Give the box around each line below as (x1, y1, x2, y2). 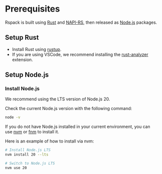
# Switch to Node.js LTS (5, 161, 55, 166)
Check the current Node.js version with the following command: (5, 106, 132, 111)
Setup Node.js (5, 71, 49, 79)
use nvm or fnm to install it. (5, 129, 59, 135)
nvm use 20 (5, 165, 27, 170)
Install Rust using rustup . (12, 46, 61, 52)
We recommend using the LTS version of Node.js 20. (5, 96, 110, 102)
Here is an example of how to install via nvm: (5, 138, 94, 144)
